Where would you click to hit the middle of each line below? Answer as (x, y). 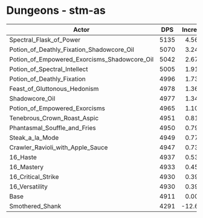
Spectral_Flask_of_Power (45, 40)
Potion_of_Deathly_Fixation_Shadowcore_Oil (72, 49)
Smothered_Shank (35, 206)
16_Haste (23, 157)
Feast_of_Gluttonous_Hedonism (54, 89)
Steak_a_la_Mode (34, 137)
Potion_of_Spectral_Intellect (49, 69)
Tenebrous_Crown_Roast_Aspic (54, 118)
